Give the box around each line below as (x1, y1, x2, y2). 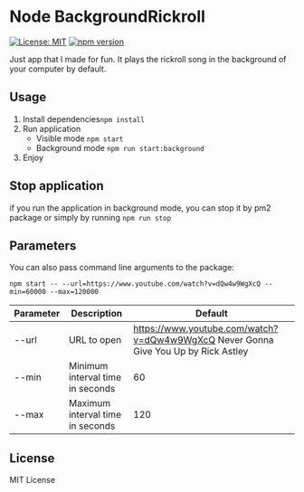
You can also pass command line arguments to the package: (9, 262, 235, 273)
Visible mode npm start (35, 133, 124, 144)
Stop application (9, 178, 104, 194)
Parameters (9, 238, 77, 253)
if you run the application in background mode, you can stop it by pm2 (9, 202, 271, 213)
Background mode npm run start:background (35, 142, 205, 153)
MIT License (9, 475, 56, 486)
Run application (22, 123, 81, 134)
